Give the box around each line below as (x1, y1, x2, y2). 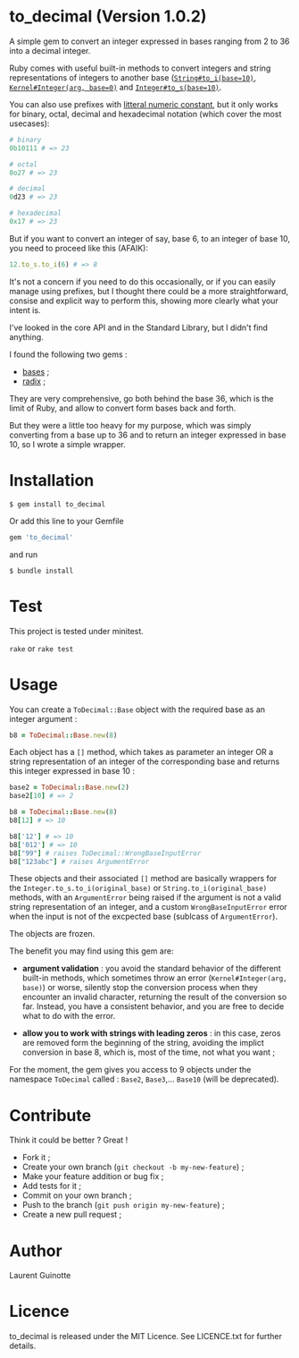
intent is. (9, 304, 41, 315)
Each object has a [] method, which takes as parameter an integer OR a (9, 747, 274, 758)
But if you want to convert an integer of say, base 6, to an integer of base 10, (9, 233, 290, 243)
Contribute (9, 1105, 92, 1125)
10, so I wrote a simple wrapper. (9, 438, 127, 449)
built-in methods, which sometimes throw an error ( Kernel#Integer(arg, (21, 972, 287, 983)
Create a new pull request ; (21, 1209, 122, 1220)
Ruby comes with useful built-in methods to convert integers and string (9, 63, 271, 73)
